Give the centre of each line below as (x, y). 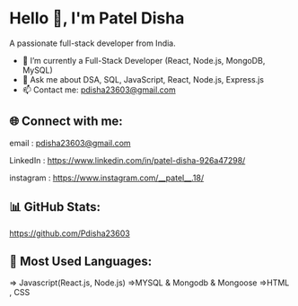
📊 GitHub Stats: (55, 207)
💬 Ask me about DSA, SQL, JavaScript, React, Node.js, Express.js (143, 79)
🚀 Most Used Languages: (81, 261)
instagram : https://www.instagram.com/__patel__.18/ (107, 178)
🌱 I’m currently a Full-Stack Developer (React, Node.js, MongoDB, (144, 60)
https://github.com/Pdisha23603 (70, 233)
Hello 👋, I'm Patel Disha (97, 18)
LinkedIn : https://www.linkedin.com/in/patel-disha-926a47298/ (127, 160)
